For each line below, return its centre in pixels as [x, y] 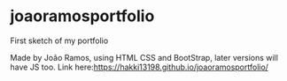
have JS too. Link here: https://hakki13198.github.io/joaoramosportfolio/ [140, 67]
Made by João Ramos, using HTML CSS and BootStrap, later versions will [144, 57]
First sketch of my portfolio [59, 40]
